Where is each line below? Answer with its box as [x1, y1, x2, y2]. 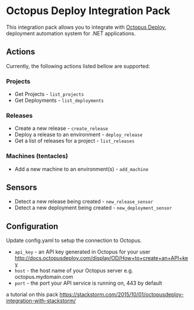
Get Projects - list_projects [14, 91, 84, 98]
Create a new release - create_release [14, 125, 108, 132]
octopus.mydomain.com [14, 274, 73, 281]
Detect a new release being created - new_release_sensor [14, 198, 154, 205]
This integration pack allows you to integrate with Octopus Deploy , [6, 24, 166, 31]
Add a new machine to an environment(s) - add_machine [14, 165, 149, 172]
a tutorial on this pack [6, 291, 59, 298]
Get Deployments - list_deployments [14, 97, 104, 104]
